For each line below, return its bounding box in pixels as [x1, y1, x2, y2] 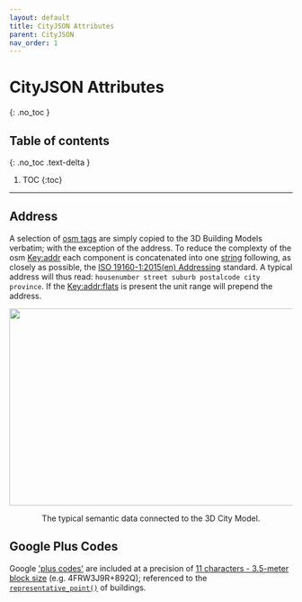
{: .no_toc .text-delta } [9, 157, 91, 168]
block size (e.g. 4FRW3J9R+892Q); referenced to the [9, 572, 208, 583]
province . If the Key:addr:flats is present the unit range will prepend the [9, 280, 273, 291]
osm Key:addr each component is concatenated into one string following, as [9, 251, 292, 262]
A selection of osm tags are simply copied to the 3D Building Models [9, 233, 263, 243]
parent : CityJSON [9, 30, 75, 39]
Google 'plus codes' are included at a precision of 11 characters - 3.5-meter [9, 562, 289, 573]
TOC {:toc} [22, 175, 63, 185]
